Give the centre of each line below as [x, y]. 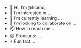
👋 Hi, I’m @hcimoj [27, 8]
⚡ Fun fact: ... [23, 41]
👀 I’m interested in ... [30, 13]
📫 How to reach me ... [32, 29]
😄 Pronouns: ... [26, 36]
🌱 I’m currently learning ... [36, 18]
